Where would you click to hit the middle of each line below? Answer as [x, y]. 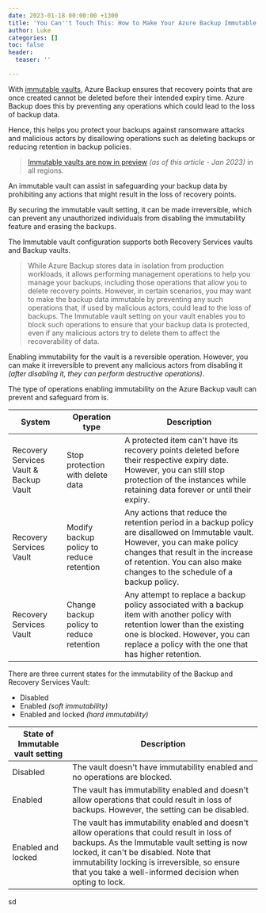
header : [21, 52]
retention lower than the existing [184, 625]
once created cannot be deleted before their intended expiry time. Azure [127, 97]
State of [38, 734]
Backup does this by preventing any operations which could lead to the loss [132, 106]
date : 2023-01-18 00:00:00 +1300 [63, 15]
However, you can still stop [175, 470]
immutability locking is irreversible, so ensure [156, 862]
